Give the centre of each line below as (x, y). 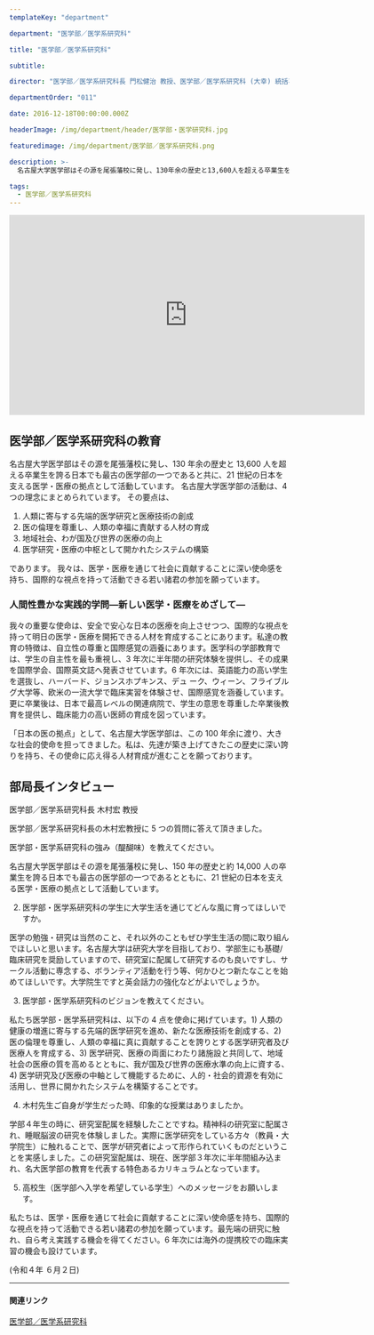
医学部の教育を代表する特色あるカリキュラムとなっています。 (152, 1169)
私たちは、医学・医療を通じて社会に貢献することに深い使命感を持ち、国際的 (149, 1218)
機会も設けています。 (63, 1251)
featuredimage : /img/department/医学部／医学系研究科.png (112, 146)
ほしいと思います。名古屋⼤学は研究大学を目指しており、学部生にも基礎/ (150, 949)
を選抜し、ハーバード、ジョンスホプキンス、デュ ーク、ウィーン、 (130, 681)
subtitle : (28, 66)
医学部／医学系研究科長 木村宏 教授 (74, 809)
